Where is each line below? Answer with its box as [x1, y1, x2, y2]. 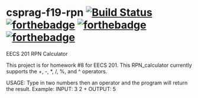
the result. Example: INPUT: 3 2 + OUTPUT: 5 [6, 85, 116, 92]
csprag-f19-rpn [6, 6, 84, 19]
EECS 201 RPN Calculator [6, 50, 68, 57]
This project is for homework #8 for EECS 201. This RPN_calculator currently [6, 62, 192, 69]
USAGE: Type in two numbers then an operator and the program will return [6, 79, 188, 86]
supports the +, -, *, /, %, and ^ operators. [6, 67, 108, 75]
